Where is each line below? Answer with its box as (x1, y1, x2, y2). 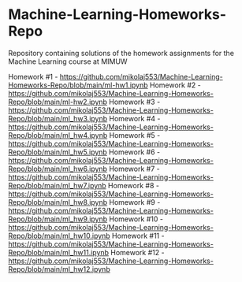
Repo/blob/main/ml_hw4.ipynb (8, 130, 108, 139)
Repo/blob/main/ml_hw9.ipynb (8, 214, 108, 224)
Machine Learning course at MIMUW (8, 57, 128, 66)
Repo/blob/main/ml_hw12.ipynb (8, 264, 110, 273)
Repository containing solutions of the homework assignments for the (8, 48, 235, 58)
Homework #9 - (109, 197, 161, 206)
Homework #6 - (109, 147, 160, 157)
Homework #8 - (107, 180, 160, 190)
